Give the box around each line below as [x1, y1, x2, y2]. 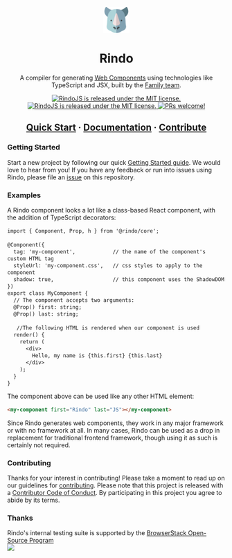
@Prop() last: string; [13, 310, 79, 318]
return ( [19, 338, 45, 345]
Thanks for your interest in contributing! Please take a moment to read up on [7, 474, 225, 483]
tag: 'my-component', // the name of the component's [13, 248, 206, 255]
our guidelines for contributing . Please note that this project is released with [7, 481, 224, 489]
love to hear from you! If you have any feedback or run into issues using [7, 165, 213, 174]
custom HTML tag [7, 255, 54, 262]
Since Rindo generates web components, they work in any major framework [7, 419, 224, 427]
